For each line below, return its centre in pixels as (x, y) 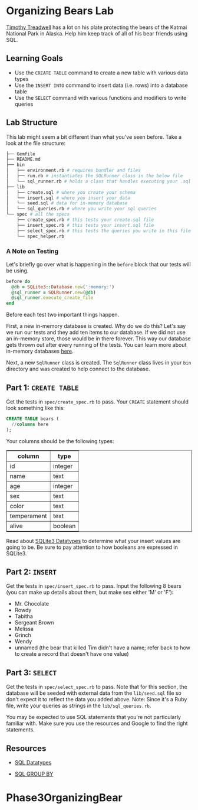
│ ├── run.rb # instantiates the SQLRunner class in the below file (95, 176)
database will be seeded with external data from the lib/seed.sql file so (94, 693)
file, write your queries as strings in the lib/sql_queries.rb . (79, 706)
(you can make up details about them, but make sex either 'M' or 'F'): (90, 593)
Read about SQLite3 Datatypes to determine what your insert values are (93, 541)
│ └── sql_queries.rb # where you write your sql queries (82, 209)
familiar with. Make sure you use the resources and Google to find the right (97, 723)
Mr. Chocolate (32, 604)
